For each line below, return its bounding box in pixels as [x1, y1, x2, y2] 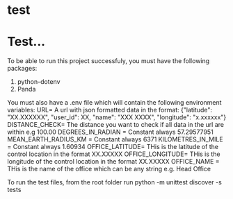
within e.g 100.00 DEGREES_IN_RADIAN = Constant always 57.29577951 [7, 128, 214, 137]
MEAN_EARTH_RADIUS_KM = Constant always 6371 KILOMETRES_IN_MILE [7, 135, 224, 144]
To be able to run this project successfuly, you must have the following [7, 57, 210, 65]
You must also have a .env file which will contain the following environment [7, 98, 222, 107]
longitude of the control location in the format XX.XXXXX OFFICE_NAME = [7, 157, 220, 166]
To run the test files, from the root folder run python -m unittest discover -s [7, 178, 223, 187]
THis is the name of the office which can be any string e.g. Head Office [7, 165, 211, 173]
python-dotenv [17, 78, 61, 86]
